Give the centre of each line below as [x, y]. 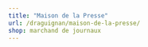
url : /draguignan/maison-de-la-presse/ [74, 23]
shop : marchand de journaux [55, 30]
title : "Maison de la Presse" [58, 16]
